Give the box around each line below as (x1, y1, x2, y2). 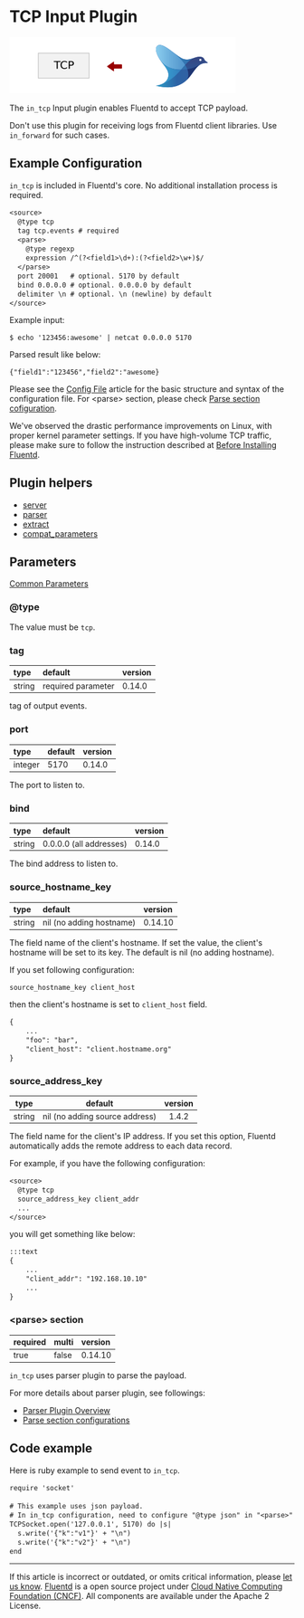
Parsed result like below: (9, 348, 101, 359)
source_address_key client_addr (17, 1194, 140, 1204)
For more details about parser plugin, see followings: (9, 1387, 206, 1398)
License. (9, 1600, 42, 1611)
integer (13, 759, 41, 770)
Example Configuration (9, 156, 143, 171)
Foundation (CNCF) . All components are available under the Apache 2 (9, 1590, 270, 1601)
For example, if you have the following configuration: (9, 1158, 205, 1169)
